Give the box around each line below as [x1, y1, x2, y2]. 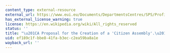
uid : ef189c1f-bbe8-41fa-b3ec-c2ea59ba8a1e [5, 36, 99, 41]
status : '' [5, 26, 28, 31]
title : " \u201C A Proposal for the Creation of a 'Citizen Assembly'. [5, 31, 155, 36]
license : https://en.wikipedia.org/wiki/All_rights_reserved [5, 21, 137, 27]
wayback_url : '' [5, 40, 39, 45]
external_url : [5, 12, 35, 17]
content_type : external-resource [5, 7, 76, 13]
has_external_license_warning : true [5, 17, 82, 22]
